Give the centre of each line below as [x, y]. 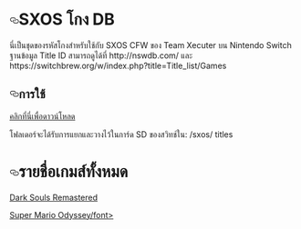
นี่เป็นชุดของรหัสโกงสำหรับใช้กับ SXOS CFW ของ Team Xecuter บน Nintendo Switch [150, 45]
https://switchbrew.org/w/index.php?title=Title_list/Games [118, 65]
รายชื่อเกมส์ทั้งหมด [73, 171]
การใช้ [32, 94]
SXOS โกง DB [67, 20]
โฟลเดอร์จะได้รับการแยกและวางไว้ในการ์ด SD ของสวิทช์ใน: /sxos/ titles [121, 134]
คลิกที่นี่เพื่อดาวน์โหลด [42, 116]
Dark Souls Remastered [54, 197]
